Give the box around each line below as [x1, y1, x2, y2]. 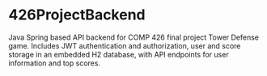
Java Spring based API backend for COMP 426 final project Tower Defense [8, 32, 260, 42]
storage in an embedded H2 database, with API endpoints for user [8, 49, 229, 59]
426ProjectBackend [8, 6, 146, 24]
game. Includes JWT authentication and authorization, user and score [8, 40, 241, 50]
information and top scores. [8, 58, 101, 68]
